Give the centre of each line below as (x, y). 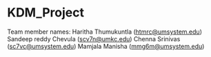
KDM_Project (46, 13)
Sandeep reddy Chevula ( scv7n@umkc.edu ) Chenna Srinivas (94, 38)
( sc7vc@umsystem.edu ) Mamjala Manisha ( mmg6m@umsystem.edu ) (106, 46)
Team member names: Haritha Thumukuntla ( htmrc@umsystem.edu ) (104, 32)
